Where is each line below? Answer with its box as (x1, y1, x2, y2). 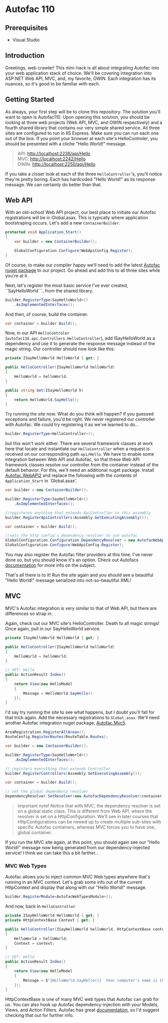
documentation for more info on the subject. (5, 562, 96, 568)
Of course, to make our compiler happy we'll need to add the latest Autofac (5, 262, 160, 268)
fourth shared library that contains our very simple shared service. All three (5, 125, 160, 131)
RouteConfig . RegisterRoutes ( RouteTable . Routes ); (5, 735, 108, 740)
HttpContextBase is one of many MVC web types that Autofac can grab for (5, 996, 159, 1002)
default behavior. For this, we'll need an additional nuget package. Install (5, 467, 154, 473)
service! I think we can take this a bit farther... (5, 850, 99, 856)
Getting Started (5, 95, 54, 104)
